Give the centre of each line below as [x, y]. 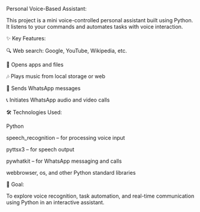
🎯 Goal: [15, 184]
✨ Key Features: [26, 38]
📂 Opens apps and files [35, 65]
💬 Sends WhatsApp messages [43, 88]
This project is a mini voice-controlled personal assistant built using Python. [100, 20]
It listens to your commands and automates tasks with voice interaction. [95, 27]
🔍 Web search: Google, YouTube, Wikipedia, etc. [67, 51]
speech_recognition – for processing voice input [66, 138]
